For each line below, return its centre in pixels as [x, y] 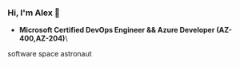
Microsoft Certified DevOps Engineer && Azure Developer [117, 30]
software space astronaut [50, 54]
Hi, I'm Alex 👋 [34, 13]
